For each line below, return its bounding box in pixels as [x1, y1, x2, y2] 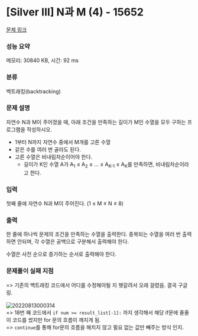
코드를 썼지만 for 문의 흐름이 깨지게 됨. [12, 316, 102, 323]
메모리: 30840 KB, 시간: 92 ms [6, 57, 79, 64]
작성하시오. [26, 125, 52, 133]
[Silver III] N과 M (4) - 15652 [6, 5, 144, 19]
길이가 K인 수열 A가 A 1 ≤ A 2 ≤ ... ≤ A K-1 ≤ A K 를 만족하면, [23, 160, 155, 169]
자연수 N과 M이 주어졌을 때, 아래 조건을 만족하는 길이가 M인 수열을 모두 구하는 [6, 118, 186, 125]
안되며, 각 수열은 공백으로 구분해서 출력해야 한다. [17, 238, 129, 245]
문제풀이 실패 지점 [6, 267, 54, 275]
